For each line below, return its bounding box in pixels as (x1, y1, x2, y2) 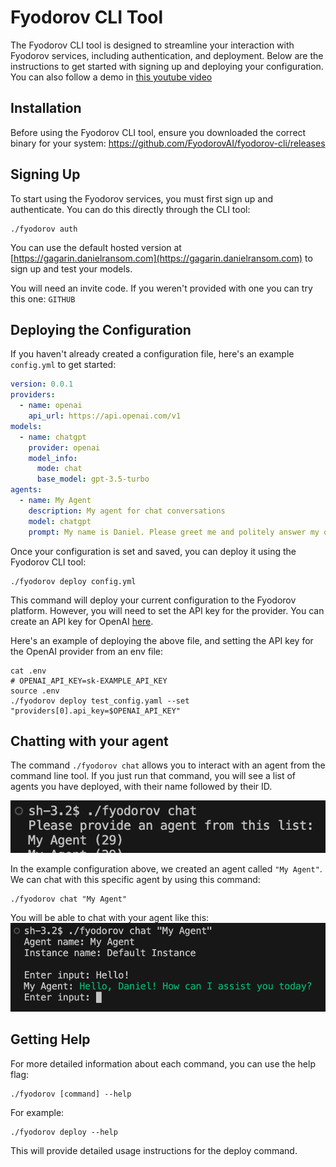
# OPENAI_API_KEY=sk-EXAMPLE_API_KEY (10, 676, 168, 686)
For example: (10, 1106, 65, 1118)
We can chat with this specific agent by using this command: (10, 874, 261, 886)
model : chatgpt (28, 516, 92, 526)
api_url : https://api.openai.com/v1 (28, 411, 182, 421)
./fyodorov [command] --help (10, 1089, 132, 1099)
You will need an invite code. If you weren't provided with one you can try (10, 282, 313, 294)
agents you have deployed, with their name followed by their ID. (10, 781, 273, 793)
